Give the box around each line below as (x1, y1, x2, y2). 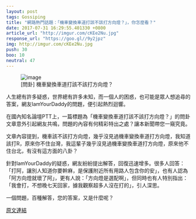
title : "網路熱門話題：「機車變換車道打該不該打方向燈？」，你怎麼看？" (6, 19, 156, 25)
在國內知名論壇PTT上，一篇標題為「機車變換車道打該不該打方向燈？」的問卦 (6, 112, 191, 120)
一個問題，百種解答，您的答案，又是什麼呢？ (6, 194, 114, 201)
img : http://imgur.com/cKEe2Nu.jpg (6, 42, 93, 47)
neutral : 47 (6, 57, 35, 63)
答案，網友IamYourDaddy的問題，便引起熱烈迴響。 (6, 100, 129, 107)
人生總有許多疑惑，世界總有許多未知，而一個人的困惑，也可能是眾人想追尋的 (6, 93, 191, 100)
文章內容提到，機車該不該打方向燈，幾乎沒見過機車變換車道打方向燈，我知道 (6, 132, 191, 139)
